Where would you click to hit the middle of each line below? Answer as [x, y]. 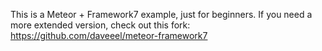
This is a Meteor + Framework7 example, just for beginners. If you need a [161, 14]
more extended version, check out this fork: [100, 25]
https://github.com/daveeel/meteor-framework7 [109, 35]
